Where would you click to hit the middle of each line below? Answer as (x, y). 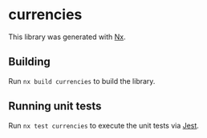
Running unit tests (55, 106)
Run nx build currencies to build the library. (82, 81)
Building (29, 62)
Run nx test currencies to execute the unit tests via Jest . (103, 125)
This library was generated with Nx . (67, 37)
